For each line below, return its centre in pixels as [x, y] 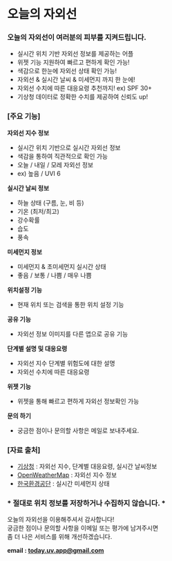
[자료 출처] [24, 450]
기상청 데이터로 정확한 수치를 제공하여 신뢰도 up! [83, 97]
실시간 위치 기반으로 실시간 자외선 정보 [69, 147]
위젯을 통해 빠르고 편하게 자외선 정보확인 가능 [78, 401]
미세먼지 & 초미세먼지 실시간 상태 [61, 266]
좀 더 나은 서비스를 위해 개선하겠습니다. [60, 537]
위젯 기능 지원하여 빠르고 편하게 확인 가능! [73, 62]
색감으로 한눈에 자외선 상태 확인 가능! [67, 71]
